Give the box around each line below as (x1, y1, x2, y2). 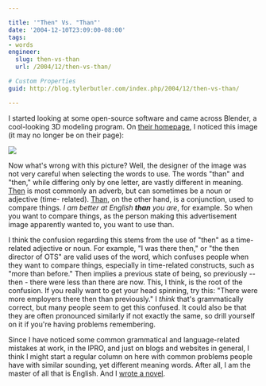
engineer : (8, 48, 41, 56)
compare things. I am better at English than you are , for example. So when (8, 203, 253, 212)
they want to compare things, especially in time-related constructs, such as (8, 260, 255, 270)
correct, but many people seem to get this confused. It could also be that (8, 303, 247, 312)
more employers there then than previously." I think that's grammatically (8, 294, 244, 303)
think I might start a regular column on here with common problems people (8, 351, 253, 361)
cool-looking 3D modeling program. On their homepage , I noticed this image (8, 122, 258, 131)
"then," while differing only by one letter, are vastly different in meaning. (8, 177, 244, 187)
